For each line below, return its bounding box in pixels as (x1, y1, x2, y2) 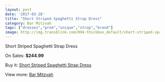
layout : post (5, 7, 32, 12)
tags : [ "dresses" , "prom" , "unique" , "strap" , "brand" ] (5, 25, 113, 30)
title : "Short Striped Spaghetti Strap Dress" (5, 16, 102, 21)
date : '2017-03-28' (5, 12, 45, 17)
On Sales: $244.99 (5, 53, 44, 59)
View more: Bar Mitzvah (5, 72, 54, 77)
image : (5, 30, 19, 35)
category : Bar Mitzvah (5, 20, 52, 26)
